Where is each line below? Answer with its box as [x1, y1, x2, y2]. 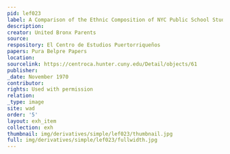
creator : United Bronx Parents [7, 29, 97, 36]
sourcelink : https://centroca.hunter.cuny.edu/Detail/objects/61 [7, 61, 197, 67]
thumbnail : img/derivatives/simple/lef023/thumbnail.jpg [7, 130, 173, 137]
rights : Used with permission [7, 86, 94, 93]
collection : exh [7, 124, 53, 131]
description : [7, 22, 44, 29]
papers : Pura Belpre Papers [7, 48, 88, 55]
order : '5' [7, 111, 38, 118]
